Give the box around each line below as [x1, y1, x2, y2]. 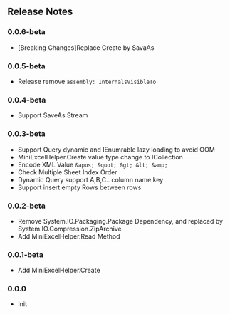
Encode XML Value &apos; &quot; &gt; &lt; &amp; [17, 160, 168, 169]
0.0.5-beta [7, 61, 46, 70]
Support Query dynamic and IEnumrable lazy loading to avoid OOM [17, 145, 215, 154]
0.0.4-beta [7, 95, 46, 105]
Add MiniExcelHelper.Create [17, 266, 101, 275]
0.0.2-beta [7, 201, 46, 211]
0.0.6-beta [7, 27, 46, 37]
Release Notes [7, 6, 73, 18]
